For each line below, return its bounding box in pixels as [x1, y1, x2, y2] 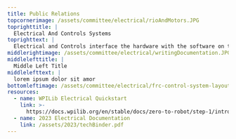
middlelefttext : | [7, 69, 61, 76]
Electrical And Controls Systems [13, 29, 112, 37]
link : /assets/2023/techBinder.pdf [20, 121, 124, 128]
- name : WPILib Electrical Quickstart [13, 95, 128, 102]
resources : [7, 88, 39, 95]
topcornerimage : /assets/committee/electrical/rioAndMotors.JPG [7, 17, 199, 24]
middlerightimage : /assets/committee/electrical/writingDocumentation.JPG [7, 50, 231, 57]
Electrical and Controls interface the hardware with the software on [13, 43, 225, 50]
